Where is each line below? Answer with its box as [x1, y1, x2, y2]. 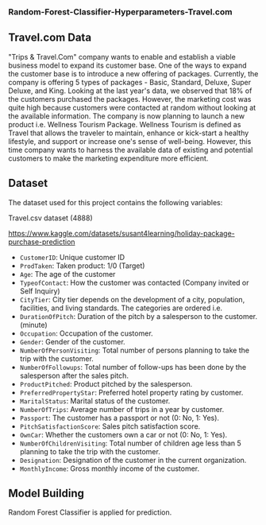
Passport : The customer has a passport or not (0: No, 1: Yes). [19, 413, 220, 422]
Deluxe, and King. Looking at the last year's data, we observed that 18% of [8, 86, 253, 95]
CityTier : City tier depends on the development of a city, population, [19, 294, 245, 304]
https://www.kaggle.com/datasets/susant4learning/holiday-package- [8, 228, 236, 238]
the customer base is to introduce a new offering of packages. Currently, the [8, 68, 259, 78]
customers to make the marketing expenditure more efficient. [8, 154, 209, 163]
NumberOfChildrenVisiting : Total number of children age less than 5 [19, 438, 242, 448]
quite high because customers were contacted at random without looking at [8, 103, 256, 112]
